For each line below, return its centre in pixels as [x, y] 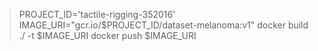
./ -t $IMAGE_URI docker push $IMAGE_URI [107, 35]
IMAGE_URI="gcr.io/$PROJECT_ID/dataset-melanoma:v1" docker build [163, 25]
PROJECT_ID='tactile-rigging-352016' [97, 14]
